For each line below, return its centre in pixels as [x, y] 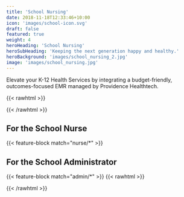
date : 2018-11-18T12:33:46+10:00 [48, 18]
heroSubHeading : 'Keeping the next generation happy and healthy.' [93, 51]
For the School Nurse [47, 128]
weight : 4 [19, 40]
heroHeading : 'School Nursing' [46, 46]
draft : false [23, 29]
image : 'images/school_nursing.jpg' [52, 62]
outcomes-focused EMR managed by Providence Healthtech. [82, 86]
